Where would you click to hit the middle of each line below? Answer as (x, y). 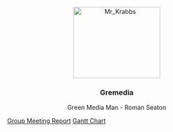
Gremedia (117, 92)
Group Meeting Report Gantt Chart (57, 121)
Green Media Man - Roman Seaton (117, 108)
